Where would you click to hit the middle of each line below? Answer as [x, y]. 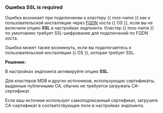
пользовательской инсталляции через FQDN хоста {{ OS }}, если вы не [79, 23]
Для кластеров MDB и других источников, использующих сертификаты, [80, 81]
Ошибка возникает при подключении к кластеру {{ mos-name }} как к [78, 18]
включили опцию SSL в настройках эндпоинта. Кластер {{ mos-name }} [80, 28]
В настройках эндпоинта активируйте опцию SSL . [57, 71]
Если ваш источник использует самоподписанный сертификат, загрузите [81, 100]
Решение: [16, 62]
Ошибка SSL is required [34, 7]
